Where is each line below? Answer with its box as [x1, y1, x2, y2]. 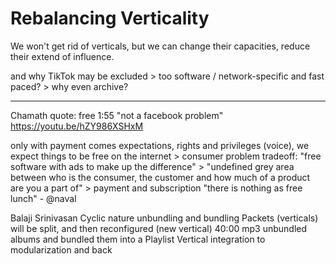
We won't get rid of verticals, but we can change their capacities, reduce [10, 40, 311, 52]
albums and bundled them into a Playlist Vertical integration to [10, 233, 266, 245]
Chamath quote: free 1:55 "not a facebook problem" [10, 109, 224, 121]
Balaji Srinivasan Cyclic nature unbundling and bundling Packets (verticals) [10, 212, 319, 224]
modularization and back [10, 243, 113, 256]
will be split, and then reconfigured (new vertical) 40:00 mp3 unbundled [10, 222, 308, 234]
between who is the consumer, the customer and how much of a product [10, 171, 311, 183]
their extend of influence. [10, 50, 115, 62]
